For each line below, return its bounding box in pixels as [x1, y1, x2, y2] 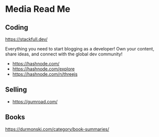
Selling [5, 86, 27, 94]
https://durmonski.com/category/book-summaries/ [5, 126, 109, 132]
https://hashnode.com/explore [12, 66, 75, 72]
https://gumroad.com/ [12, 98, 58, 104]
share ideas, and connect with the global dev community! [5, 51, 123, 57]
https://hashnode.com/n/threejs [12, 71, 78, 77]
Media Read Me [5, 3, 71, 15]
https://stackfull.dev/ [5, 36, 48, 42]
